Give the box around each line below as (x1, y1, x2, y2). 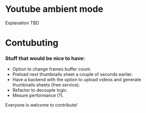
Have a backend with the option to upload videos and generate (12, 77, 142, 83)
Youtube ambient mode (5, 3, 103, 15)
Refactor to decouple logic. (12, 87, 68, 93)
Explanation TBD (5, 20, 39, 26)
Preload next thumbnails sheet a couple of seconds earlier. (12, 71, 133, 77)
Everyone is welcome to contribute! (5, 102, 78, 108)
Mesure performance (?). (12, 93, 64, 99)
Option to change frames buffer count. (12, 66, 91, 72)
